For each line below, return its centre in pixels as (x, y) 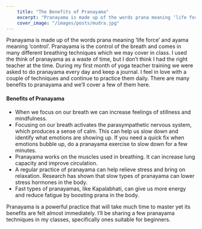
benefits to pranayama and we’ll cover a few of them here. (78, 85)
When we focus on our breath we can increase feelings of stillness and (103, 112)
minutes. (26, 150)
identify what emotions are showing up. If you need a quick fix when (99, 137)
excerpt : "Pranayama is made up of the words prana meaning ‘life (102, 17)
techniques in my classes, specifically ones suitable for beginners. (88, 219)
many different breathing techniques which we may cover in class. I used (97, 53)
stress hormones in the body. (51, 182)
